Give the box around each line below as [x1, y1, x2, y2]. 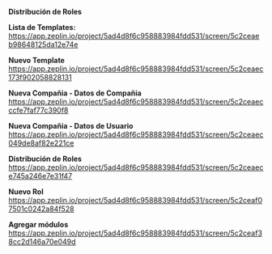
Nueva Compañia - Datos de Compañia [8, 88, 142, 98]
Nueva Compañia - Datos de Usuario [8, 121, 134, 130]
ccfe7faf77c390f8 [8, 105, 69, 115]
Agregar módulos [8, 220, 69, 229]
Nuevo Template [8, 56, 65, 65]
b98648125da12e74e [8, 40, 79, 49]
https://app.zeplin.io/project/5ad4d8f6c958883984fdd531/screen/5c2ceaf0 [8, 196, 263, 205]
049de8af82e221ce [8, 138, 74, 148]
